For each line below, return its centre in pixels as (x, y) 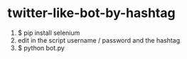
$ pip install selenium (49, 33)
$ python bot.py (41, 48)
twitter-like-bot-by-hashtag (91, 13)
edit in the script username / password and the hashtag (99, 40)
